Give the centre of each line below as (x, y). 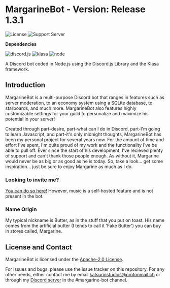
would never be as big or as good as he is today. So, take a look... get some (84, 161)
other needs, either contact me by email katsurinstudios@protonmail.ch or (83, 275)
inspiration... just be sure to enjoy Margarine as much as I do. (69, 167)
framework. (17, 69)
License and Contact (39, 247)
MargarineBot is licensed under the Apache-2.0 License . (64, 260)
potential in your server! (30, 119)
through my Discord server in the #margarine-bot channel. (66, 280)
